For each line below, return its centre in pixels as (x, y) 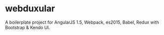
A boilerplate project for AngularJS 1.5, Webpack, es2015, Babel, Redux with (82, 22)
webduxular (30, 9)
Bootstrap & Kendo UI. (28, 27)
